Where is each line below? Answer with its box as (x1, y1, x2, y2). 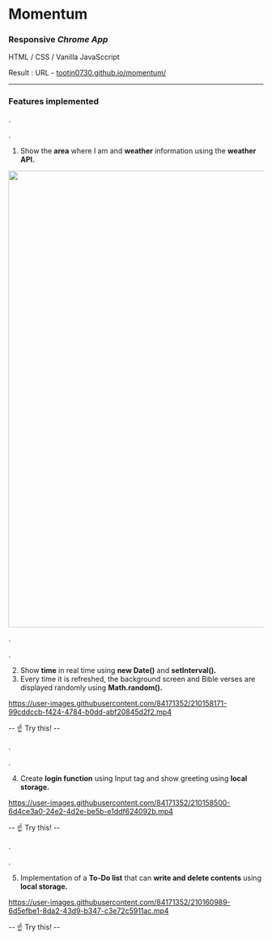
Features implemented (8, 96, 100, 107)
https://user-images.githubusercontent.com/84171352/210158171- (8, 698, 227, 708)
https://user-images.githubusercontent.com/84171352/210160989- (8, 897, 231, 907)
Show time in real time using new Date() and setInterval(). (19, 665, 217, 675)
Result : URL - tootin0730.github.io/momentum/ (8, 68, 167, 78)
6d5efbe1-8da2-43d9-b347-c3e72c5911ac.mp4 (8, 906, 169, 916)
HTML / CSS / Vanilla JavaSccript (8, 52, 120, 62)
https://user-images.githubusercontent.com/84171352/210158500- (8, 797, 231, 808)
